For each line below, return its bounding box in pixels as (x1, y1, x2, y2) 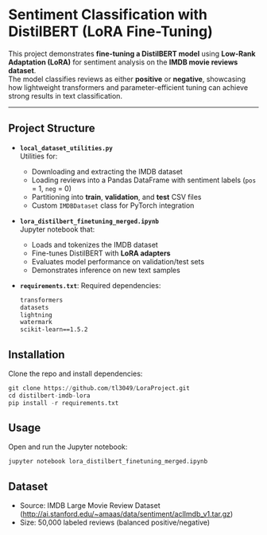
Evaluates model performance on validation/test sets (31, 256, 205, 266)
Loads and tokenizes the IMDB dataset (31, 240, 159, 249)
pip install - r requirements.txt (8, 399, 119, 407)
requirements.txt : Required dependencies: (19, 280, 161, 290)
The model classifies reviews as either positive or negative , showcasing (8, 74, 246, 84)
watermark (19, 318, 53, 326)
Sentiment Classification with (8, 6, 208, 24)
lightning (19, 310, 53, 319)
